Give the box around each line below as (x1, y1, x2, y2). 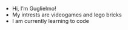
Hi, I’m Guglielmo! (12, 5, 56, 12)
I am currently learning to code (12, 18, 90, 24)
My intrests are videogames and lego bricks (12, 11, 123, 18)
